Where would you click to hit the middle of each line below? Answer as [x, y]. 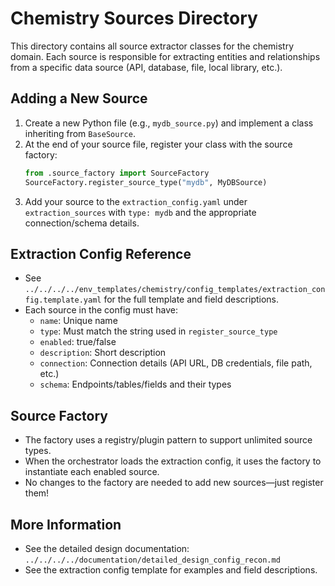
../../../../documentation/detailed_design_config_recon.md [152, 560]
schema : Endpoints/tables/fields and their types [135, 384]
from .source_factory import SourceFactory [117, 173]
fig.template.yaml [63, 300]
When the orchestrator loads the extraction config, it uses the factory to [173, 461]
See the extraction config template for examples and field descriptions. [171, 569]
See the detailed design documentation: [107, 548]
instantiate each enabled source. [92, 472]
